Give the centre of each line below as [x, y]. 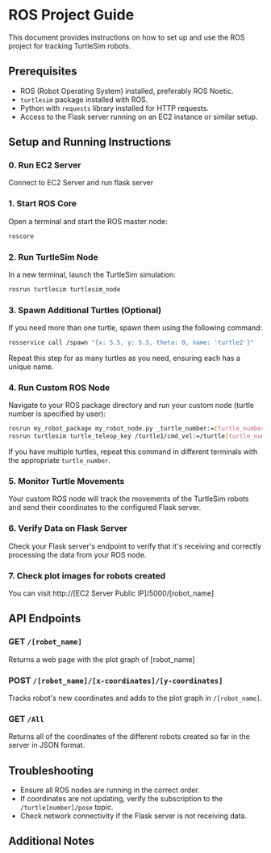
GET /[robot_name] [45, 642]
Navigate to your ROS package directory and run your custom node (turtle [131, 405]
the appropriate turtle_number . [60, 460]
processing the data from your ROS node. [77, 554]
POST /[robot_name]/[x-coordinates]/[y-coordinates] [116, 680]
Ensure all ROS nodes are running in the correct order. [110, 790]
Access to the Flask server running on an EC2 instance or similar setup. [139, 117]
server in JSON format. [47, 745]
